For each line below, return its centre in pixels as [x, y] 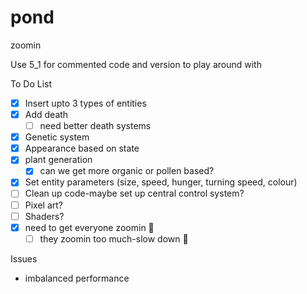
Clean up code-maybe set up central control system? [134, 193]
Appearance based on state [82, 148]
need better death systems [95, 126]
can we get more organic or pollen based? [127, 171]
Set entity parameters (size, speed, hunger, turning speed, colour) [161, 182]
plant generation [58, 160]
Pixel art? [44, 205]
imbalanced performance [77, 278]
